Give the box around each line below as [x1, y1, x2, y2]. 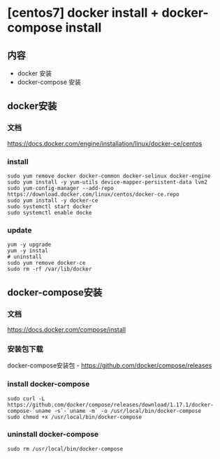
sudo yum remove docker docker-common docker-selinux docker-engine [7, 173, 211, 180]
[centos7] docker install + [7, 5, 159, 21]
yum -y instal [7, 247, 49, 254]
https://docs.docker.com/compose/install [7, 325, 126, 333]
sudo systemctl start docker [7, 203, 92, 210]
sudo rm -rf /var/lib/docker [7, 265, 92, 273]
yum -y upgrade [7, 241, 52, 249]
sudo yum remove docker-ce [7, 260, 86, 267]
